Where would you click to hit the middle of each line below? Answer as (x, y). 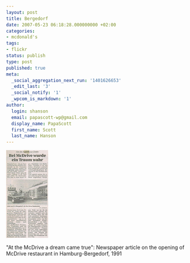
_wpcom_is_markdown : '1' (42, 99)
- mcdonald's (22, 37)
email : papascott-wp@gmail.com (49, 117)
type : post (19, 62)
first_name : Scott (34, 130)
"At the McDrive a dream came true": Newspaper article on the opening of (95, 247)
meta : (13, 74)
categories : (20, 31)
